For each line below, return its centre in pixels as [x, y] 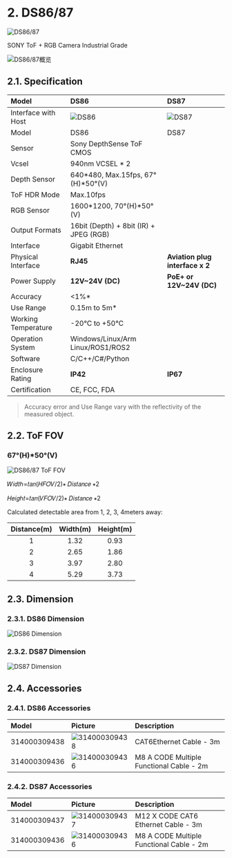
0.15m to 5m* [94, 307]
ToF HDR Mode [35, 195]
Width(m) [75, 529]
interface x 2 [188, 265]
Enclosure [27, 369]
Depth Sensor [33, 179]
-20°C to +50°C [97, 323]
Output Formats [36, 230]
